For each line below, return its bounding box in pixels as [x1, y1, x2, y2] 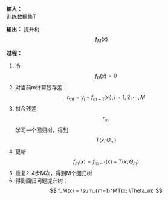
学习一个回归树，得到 [15, 126, 68, 134]
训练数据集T [6, 13, 37, 20]
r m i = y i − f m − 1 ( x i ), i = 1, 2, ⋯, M [66, 93, 146, 102]
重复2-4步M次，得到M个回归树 [15, 169, 92, 176]
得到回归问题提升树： [15, 177, 68, 184]
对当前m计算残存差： [15, 83, 68, 91]
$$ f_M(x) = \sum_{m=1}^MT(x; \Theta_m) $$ [50, 187, 163, 194]
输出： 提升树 [6, 26, 40, 33]
